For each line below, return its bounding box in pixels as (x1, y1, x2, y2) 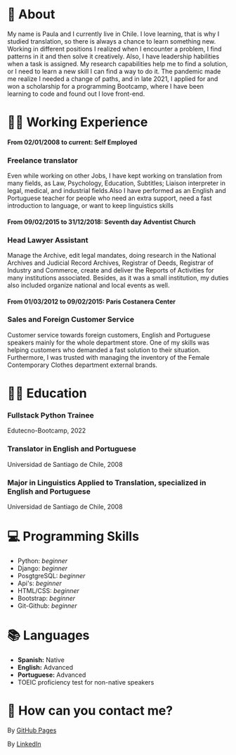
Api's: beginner (17, 579, 62, 587)
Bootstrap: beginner (17, 594, 76, 602)
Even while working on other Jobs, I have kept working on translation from (7, 172, 223, 180)
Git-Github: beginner (17, 601, 77, 610)
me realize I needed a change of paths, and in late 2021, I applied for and (7, 74, 218, 83)
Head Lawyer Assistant (7, 235, 88, 245)
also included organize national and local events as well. (7, 281, 170, 289)
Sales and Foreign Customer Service (7, 315, 135, 325)
